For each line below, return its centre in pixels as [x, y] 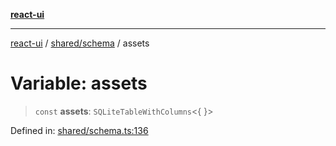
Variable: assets [79, 83]
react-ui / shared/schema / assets [80, 43]
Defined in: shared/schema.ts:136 [79, 130]
